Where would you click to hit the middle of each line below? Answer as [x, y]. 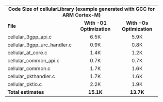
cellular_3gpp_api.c [30, 37]
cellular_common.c [29, 68]
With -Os [137, 23]
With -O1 [95, 23]
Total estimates [26, 92]
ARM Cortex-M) [81, 15]
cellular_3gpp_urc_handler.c [40, 45]
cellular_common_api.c [33, 60]
